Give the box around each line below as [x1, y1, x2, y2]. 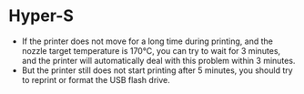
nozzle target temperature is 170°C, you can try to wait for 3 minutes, [21, 45, 281, 56]
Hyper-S [8, 5, 75, 26]
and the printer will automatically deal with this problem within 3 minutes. [21, 55, 296, 66]
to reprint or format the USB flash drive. [21, 74, 170, 85]
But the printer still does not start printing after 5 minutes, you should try [21, 65, 293, 76]
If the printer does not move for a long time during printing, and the [21, 36, 274, 47]
